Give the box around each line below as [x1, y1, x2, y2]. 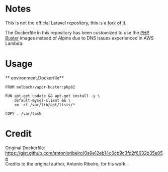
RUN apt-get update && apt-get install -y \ [5, 93, 100, 99]
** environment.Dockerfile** [5, 74, 64, 81]
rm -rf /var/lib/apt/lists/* [14, 102, 75, 107]
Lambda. [5, 40, 24, 46]
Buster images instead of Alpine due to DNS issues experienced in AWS [5, 35, 154, 41]
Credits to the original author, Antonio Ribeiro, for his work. [5, 160, 127, 167]
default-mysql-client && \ [14, 98, 71, 103]
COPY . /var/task [5, 111, 42, 116]
